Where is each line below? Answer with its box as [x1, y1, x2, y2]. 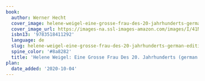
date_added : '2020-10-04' [11, 65, 78, 72]
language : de [11, 37, 45, 43]
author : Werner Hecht [11, 15, 67, 21]
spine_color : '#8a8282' [11, 49, 72, 55]
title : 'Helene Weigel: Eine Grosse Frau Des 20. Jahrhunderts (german [11, 54, 198, 60]
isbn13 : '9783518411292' [11, 32, 75, 38]
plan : [6, 60, 20, 66]
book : [6, 9, 20, 15]
